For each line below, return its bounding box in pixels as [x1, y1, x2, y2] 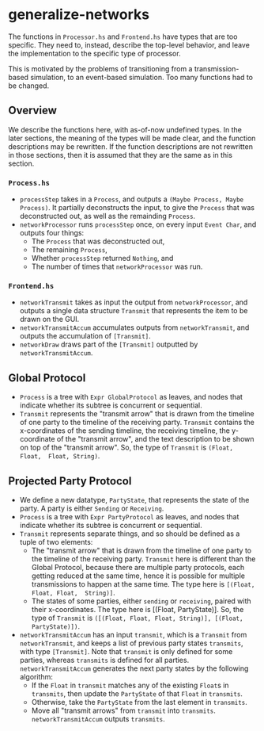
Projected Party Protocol [8, 474, 132, 488]
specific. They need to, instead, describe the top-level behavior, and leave [8, 40, 251, 49]
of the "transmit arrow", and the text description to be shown [56, 434, 255, 444]
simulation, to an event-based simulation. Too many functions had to [30, 72, 253, 82]
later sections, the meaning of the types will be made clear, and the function [8, 133, 256, 143]
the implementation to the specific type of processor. [8, 48, 181, 58]
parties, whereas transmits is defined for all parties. [19, 655, 190, 664]
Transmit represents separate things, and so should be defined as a [19, 529, 240, 538]
